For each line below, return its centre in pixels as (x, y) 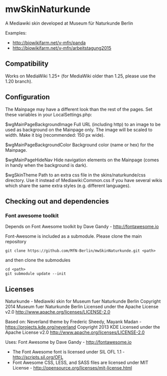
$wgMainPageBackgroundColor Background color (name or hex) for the (79, 145)
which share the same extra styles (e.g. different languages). (68, 185)
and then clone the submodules (38, 260)
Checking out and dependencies (57, 201)
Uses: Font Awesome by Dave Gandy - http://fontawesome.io (68, 342)
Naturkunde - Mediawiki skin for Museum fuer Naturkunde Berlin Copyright (83, 301)
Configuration (28, 97)
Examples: (16, 33)
